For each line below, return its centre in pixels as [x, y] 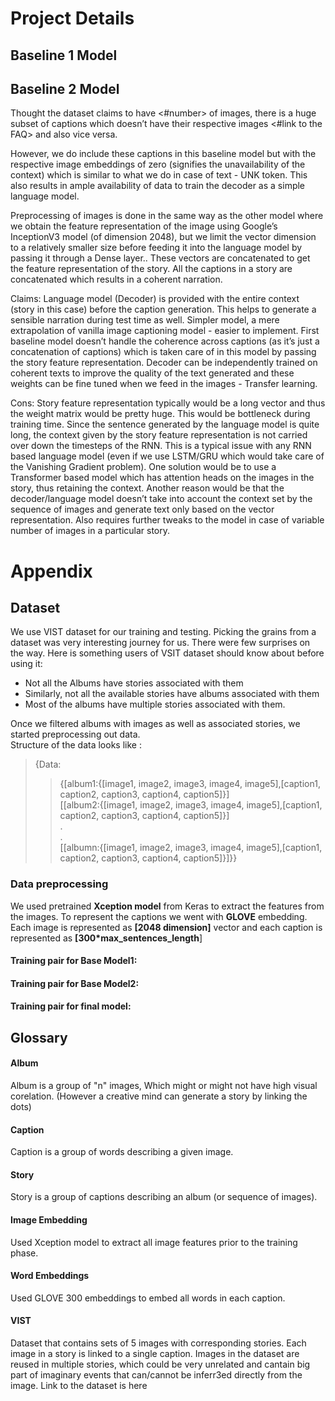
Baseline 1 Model [64, 55]
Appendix [51, 571]
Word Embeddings [50, 1276]
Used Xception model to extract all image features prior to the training [154, 1242]
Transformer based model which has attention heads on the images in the [162, 478]
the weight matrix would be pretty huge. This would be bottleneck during [160, 414]
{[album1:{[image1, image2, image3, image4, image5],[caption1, [190, 784]
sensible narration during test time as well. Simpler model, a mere [145, 320]
